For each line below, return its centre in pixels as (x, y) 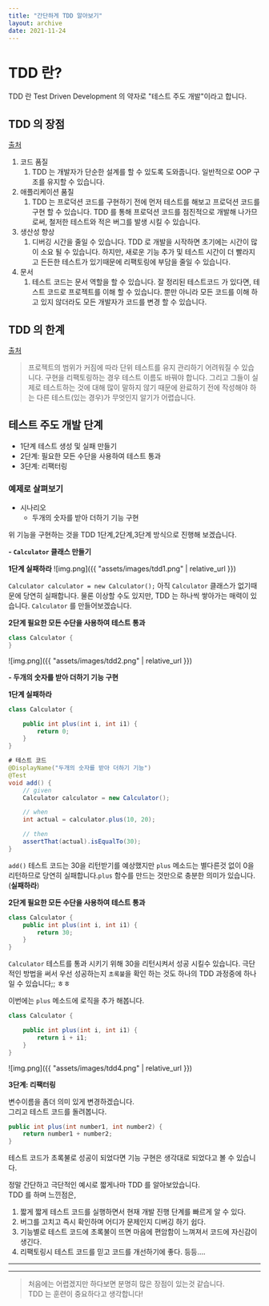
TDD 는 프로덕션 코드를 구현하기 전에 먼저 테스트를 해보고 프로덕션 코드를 (146, 202)
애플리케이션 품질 (47, 192)
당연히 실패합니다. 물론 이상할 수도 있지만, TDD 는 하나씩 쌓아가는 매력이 (136, 596)
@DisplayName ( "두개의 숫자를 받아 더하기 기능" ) (80, 768)
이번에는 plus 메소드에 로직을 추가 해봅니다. (76, 1001)
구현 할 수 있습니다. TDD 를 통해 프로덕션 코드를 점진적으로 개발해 (134, 212)
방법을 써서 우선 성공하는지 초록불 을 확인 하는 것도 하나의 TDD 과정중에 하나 (140, 974)
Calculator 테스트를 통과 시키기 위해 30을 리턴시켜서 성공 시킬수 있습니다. (124, 964)
